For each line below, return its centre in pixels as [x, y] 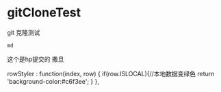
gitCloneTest [44, 13]
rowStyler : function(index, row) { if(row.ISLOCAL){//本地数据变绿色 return [111, 73]
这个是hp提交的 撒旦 [36, 59]
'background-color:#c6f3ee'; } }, [53, 81]
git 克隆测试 [24, 32]
